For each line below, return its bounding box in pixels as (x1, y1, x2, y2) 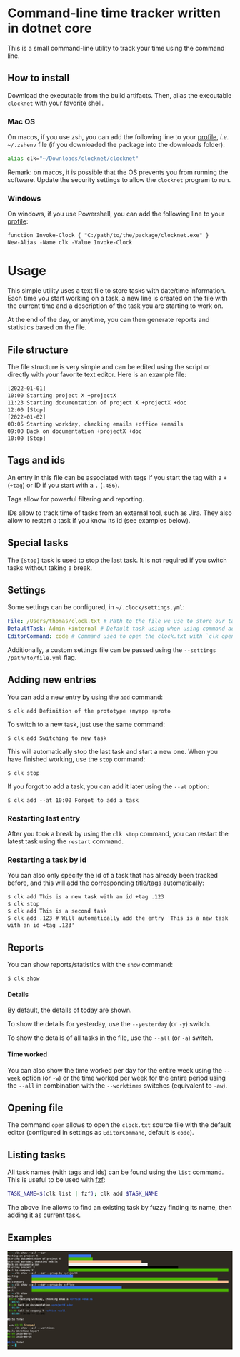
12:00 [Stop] (7, 406, 46, 414)
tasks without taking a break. (7, 563, 93, 572)
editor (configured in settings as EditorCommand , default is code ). (7, 1128, 194, 1137)
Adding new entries (7, 674, 96, 686)
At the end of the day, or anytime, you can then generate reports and (7, 316, 210, 324)
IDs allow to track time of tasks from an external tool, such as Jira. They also (7, 509, 232, 517)
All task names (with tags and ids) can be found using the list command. (7, 1168, 224, 1176)
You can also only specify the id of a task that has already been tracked (7, 871, 218, 880)
